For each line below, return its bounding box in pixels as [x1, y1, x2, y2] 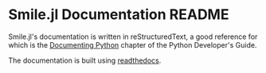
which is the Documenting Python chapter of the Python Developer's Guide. [8, 40, 257, 49]
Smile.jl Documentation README [8, 6, 229, 24]
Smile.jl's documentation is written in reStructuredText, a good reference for [8, 32, 258, 41]
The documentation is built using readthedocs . [8, 56, 162, 65]
